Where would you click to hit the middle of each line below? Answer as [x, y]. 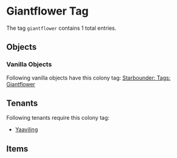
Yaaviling [26, 129]
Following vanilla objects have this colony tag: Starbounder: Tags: [88, 78]
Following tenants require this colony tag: [58, 118]
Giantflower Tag [47, 11]
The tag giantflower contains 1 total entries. [61, 28]
